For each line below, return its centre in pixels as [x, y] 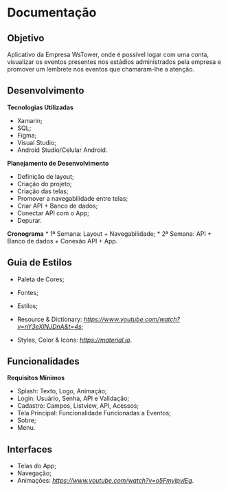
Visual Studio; [37, 142]
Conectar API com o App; [53, 213]
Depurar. [30, 220]
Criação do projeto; [44, 184]
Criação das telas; [43, 191]
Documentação [52, 13]
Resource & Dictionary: [49, 319]
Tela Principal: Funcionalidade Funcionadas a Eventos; [94, 413]
